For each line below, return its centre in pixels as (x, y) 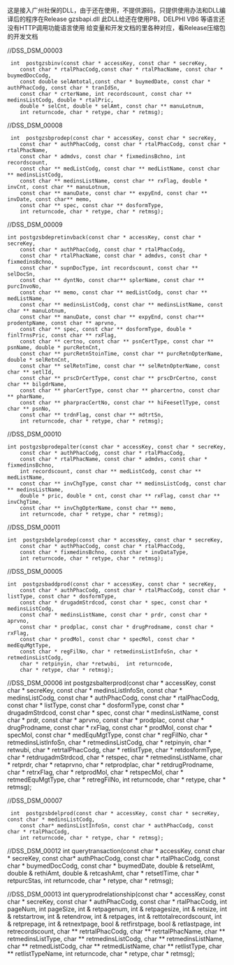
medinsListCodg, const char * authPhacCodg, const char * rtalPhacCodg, (113, 698)
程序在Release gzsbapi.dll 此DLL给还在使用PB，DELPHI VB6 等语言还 (125, 19)
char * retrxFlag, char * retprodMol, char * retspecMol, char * (95, 772)
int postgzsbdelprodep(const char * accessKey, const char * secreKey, (115, 540)
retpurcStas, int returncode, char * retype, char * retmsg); (90, 881)
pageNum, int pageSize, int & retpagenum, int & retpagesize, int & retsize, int (117, 909)
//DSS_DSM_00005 (35, 571)
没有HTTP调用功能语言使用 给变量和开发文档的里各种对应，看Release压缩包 (116, 28)
